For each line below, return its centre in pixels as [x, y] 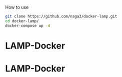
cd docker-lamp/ [22, 21]
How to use [17, 7]
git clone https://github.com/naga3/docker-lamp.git [61, 16]
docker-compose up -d [28, 25]
